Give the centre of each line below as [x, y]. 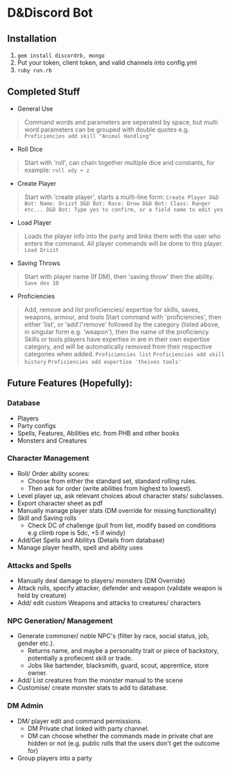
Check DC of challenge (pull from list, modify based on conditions [122, 525]
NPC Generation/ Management [60, 621]
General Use [35, 109]
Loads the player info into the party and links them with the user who [122, 236]
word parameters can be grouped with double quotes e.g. [106, 129]
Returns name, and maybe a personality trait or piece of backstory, [123, 651]
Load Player [34, 222]
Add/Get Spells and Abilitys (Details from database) [91, 540]
